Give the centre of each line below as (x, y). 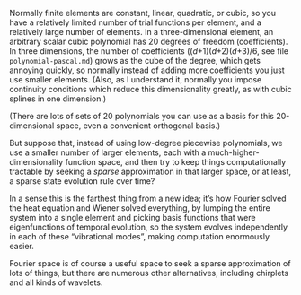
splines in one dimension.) (58, 99)
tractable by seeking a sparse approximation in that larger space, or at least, (150, 171)
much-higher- (234, 152)
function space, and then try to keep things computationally (176, 162)
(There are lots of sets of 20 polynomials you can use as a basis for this (142, 116)
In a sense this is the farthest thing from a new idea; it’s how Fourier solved (148, 198)
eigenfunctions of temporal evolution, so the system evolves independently (149, 227)
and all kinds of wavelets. (56, 282)
